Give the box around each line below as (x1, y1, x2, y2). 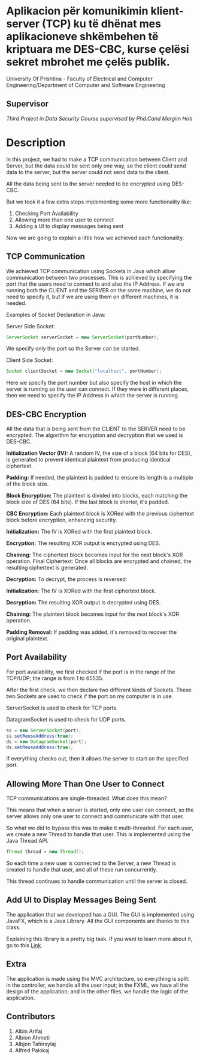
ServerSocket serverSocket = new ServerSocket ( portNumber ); (6, 334, 160, 340)
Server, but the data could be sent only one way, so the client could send (6, 162, 186, 169)
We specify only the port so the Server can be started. (6, 345, 141, 352)
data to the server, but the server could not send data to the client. (6, 168, 170, 175)
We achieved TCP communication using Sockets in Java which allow (6, 267, 175, 274)
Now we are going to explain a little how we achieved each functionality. (6, 234, 184, 241)
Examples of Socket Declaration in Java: (6, 311, 106, 318)
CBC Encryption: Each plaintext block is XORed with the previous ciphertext (6, 510, 195, 517)
